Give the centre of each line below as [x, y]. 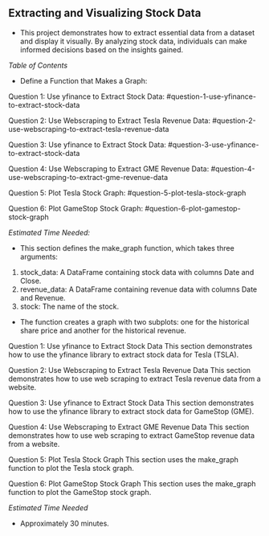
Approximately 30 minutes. [65, 523]
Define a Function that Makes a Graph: [84, 80]
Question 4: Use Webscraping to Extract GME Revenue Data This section [129, 427]
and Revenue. [43, 297]
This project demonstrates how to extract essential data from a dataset [137, 32]
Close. [31, 280]
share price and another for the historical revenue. [103, 330]
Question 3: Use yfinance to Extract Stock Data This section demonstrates [131, 403]
